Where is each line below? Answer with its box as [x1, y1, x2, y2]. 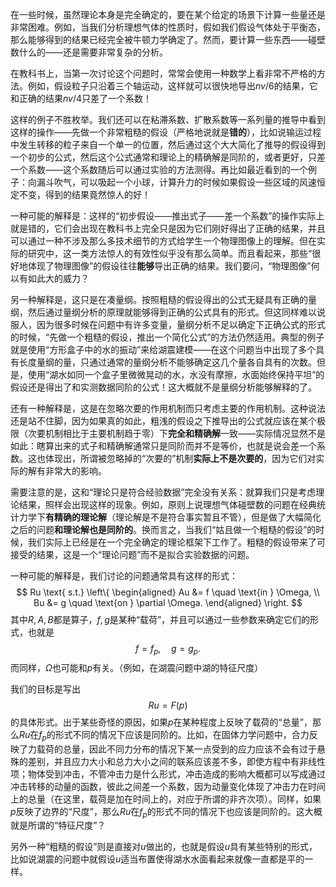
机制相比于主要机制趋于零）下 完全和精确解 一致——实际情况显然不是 [44, 428, 326, 439]
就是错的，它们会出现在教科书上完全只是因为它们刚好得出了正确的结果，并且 [10, 223, 326, 234]
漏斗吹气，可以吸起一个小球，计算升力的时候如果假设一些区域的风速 [36, 176, 317, 188]
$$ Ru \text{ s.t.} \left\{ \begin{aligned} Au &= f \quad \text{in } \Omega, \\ [16, 586, 320, 598]
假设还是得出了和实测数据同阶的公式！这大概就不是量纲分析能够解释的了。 [10, 381, 317, 393]
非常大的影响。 [44, 465, 107, 477]
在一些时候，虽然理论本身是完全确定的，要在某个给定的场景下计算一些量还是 [10, 9, 326, 20]
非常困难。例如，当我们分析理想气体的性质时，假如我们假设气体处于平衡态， [10, 21, 326, 33]
